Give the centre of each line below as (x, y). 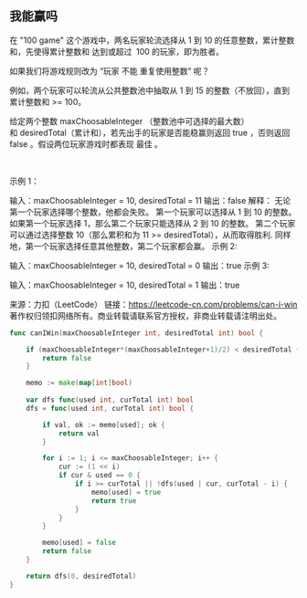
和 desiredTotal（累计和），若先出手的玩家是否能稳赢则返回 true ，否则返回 (150, 132)
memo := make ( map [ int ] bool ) (79, 383)
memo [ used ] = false (79, 543)
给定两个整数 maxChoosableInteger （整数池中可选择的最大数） (129, 121)
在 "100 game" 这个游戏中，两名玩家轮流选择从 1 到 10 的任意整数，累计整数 (152, 40)
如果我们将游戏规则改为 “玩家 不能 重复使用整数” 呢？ (110, 70)
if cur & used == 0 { (100, 476)
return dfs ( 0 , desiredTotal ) (81, 576)
